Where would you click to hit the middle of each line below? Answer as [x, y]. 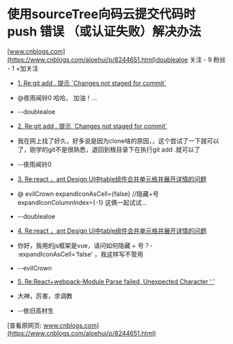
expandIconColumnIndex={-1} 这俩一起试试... [82, 202]
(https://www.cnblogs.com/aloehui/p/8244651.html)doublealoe [98, 59]
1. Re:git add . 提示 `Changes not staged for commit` [92, 83]
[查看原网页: [25, 325]
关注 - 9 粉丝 [208, 59]
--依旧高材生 [35, 311]
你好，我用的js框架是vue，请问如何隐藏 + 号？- [85, 245]
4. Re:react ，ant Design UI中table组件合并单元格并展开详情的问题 [112, 231]
